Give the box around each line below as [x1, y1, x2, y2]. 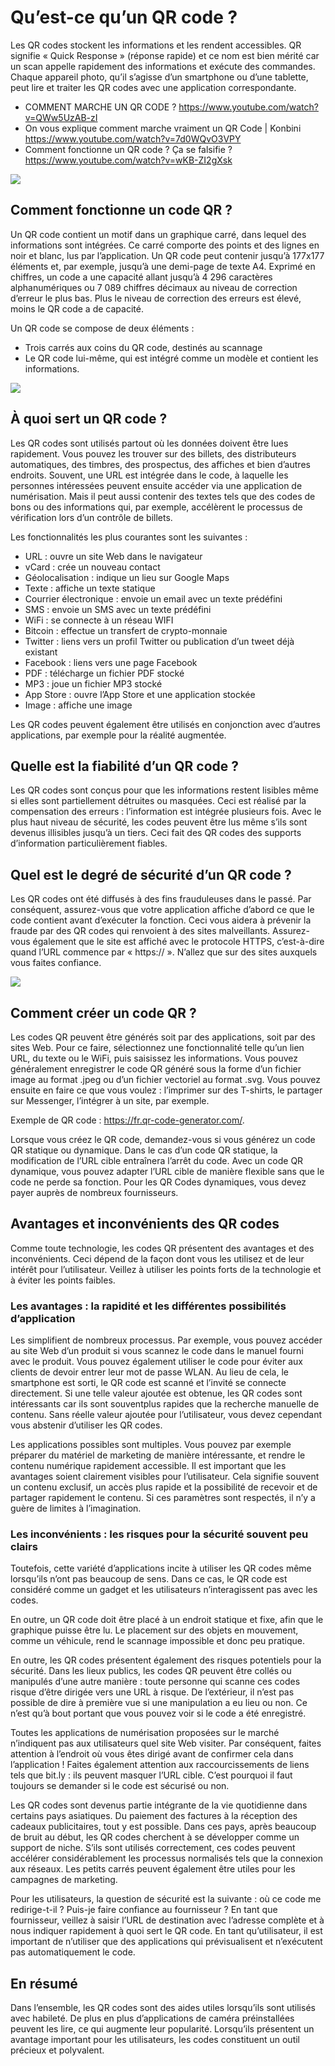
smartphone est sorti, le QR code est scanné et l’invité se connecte [10, 1377, 287, 1389]
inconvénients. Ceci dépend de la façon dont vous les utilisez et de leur [10, 1252, 305, 1265]
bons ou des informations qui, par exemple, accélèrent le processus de [10, 501, 303, 513]
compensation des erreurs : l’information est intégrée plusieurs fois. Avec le [10, 806, 322, 818]
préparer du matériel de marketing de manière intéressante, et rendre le [10, 1449, 306, 1461]
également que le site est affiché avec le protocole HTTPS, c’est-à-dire [32, 936, 325, 948]
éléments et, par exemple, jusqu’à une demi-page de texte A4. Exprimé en [10, 260, 316, 272]
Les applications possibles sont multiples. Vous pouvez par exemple [10, 1439, 292, 1451]
